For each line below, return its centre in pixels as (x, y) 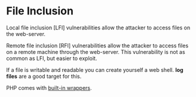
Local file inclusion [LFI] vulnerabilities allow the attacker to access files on (98, 28)
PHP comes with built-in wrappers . (49, 87)
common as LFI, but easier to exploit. (52, 58)
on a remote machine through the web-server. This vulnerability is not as (96, 51)
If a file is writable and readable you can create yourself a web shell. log (95, 69)
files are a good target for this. (44, 76)
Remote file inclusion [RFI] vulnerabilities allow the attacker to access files (97, 46)
